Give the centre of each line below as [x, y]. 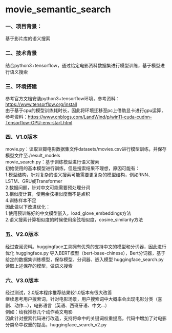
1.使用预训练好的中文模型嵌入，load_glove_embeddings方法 [68, 213]
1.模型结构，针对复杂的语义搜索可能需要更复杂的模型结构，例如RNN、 [79, 175]
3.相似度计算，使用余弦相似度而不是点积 [48, 194]
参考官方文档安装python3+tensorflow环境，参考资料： [63, 99]
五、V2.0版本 [22, 234]
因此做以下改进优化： [28, 207]
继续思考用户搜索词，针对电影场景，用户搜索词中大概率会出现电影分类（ [81, 299]
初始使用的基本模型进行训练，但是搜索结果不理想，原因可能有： [72, 169]
